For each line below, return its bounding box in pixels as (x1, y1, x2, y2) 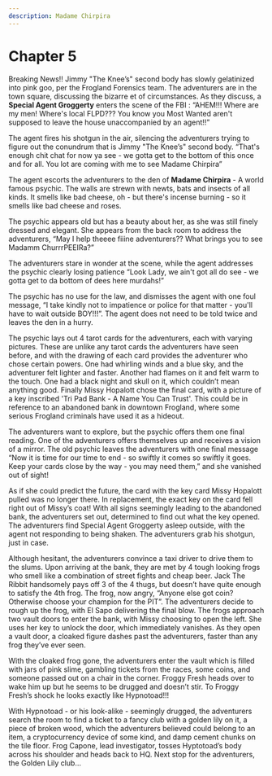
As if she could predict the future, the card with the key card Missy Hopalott (8, 485, 262, 495)
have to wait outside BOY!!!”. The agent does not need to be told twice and (8, 309, 258, 318)
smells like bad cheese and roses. (8, 200, 122, 210)
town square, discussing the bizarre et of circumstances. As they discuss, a (8, 91, 261, 101)
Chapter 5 (8, 46, 77, 65)
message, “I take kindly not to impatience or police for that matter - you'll (8, 300, 253, 309)
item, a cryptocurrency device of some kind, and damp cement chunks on (8, 732, 256, 742)
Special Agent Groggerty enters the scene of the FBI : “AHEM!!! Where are (8, 99, 259, 110)
